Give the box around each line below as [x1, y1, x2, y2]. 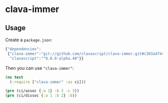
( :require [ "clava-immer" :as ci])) [9, 79, 86, 84]
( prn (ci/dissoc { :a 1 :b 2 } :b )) [5, 93, 77, 98]
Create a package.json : [5, 37, 52, 43]
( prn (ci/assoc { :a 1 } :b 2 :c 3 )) [5, 88, 79, 93]
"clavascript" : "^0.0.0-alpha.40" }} [9, 56, 84, 61]
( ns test [5, 74, 23, 80]
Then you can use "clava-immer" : [5, 65, 74, 71]
